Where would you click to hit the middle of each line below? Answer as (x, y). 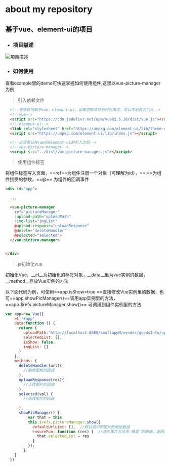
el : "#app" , (26, 319)
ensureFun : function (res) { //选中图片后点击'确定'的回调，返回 (98, 432)
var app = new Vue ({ (25, 314)
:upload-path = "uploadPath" (43, 217)
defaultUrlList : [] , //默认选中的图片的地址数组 (81, 427)
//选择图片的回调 (39, 399)
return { (28, 328)
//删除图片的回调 (39, 370)
